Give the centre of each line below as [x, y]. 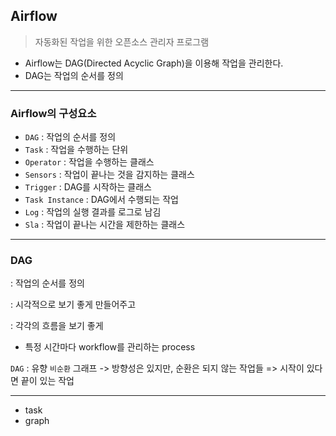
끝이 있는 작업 [47, 381]
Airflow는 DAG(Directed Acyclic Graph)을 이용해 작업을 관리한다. [154, 63]
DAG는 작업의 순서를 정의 [74, 75]
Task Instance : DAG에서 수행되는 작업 [101, 200]
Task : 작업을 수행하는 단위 [76, 150]
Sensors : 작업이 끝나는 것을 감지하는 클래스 [109, 175]
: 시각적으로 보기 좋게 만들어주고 [73, 305]
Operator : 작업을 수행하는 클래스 [89, 162]
